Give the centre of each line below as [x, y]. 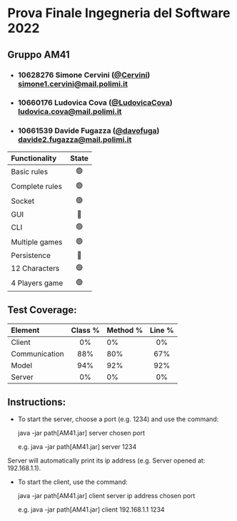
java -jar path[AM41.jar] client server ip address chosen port [106, 496]
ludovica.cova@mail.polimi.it [70, 112]
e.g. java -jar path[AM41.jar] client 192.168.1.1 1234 [91, 510]
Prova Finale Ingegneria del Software [119, 13]
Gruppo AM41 [39, 55]
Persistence [31, 255]
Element [25, 330]
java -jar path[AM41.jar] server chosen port [81, 433]
